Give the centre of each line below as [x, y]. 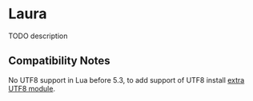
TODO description [38, 36]
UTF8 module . [32, 88]
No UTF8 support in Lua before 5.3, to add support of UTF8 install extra [127, 80]
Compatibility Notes [59, 61]
